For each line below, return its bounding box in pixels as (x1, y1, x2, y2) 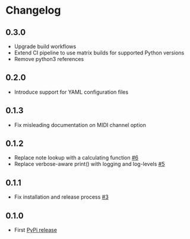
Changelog (5, 4, 61, 17)
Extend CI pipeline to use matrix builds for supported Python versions (14, 49, 185, 56)
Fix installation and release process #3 (14, 193, 109, 200)
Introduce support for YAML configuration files (14, 88, 129, 95)
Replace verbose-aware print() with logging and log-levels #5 (14, 161, 165, 168)
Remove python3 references (14, 56, 84, 62)
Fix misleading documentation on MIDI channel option (14, 121, 146, 128)
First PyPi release (14, 227, 58, 234)
